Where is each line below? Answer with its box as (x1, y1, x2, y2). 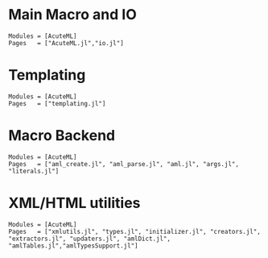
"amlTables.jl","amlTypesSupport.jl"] (8, 241, 138, 250)
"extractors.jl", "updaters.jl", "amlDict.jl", (8, 235, 171, 243)
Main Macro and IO (8, 6, 137, 24)
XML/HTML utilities (8, 194, 141, 212)
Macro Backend (8, 127, 115, 145)
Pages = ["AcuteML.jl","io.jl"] (8, 39, 125, 47)
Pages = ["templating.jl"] (8, 99, 106, 107)
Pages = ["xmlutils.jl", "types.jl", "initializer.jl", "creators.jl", (8, 227, 262, 235)
